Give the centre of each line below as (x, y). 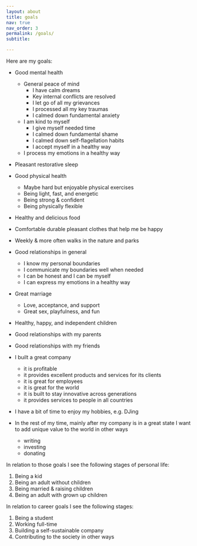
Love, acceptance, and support (62, 305)
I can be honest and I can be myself (67, 276)
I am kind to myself (47, 121)
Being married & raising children (54, 489)
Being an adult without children (53, 482)
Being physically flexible (53, 206)
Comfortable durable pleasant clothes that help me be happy (89, 229)
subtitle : (18, 39)
